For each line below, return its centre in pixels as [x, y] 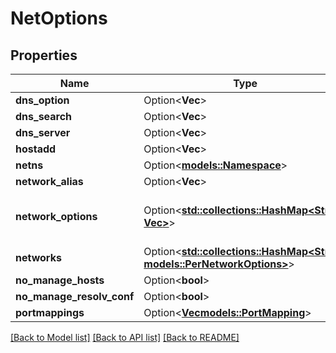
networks [38, 257]
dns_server [43, 132]
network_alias [49, 181]
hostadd [36, 149]
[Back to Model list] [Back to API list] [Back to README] [125, 337]
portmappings [50, 312]
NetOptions [59, 18]
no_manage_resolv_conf [75, 296]
